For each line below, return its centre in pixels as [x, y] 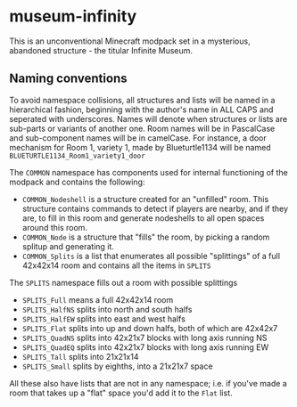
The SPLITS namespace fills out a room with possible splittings [124, 282]
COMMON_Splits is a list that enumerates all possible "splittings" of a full [151, 256]
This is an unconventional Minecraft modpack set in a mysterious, [130, 41]
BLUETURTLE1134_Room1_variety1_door [77, 156]
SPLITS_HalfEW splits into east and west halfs [103, 319]
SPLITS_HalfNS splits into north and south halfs [107, 309]
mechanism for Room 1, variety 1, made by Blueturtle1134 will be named [140, 147]
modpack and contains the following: [77, 182]
